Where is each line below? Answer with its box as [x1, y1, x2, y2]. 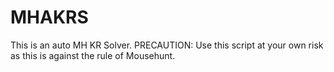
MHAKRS [10, 6, 89, 29]
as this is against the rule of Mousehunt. [10, 49, 176, 61]
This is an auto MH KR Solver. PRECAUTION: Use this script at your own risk [10, 39, 324, 51]
